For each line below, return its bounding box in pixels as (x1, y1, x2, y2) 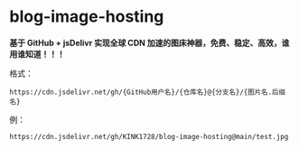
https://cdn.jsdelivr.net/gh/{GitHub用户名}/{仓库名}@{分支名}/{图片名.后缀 (9, 88, 286, 97)
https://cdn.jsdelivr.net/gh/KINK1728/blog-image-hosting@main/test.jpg (9, 132, 289, 141)
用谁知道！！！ (9, 48, 65, 60)
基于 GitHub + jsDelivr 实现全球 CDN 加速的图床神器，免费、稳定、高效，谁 (9, 37, 290, 48)
